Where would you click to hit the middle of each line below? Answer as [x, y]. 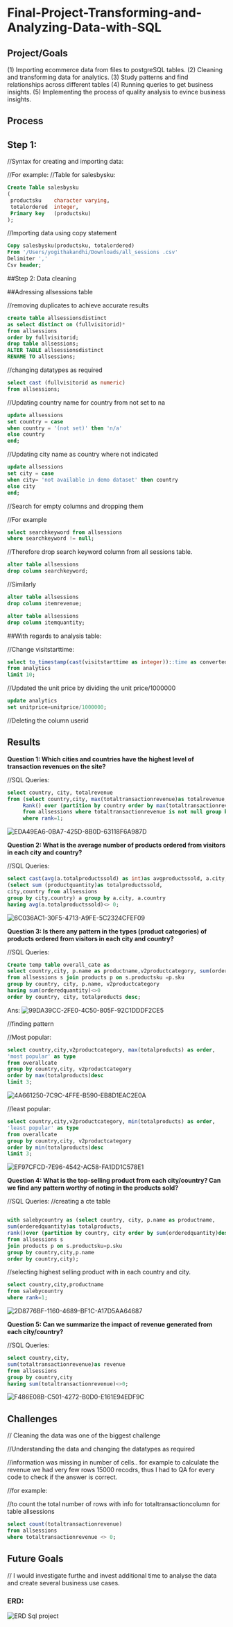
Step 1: [22, 145]
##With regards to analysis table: [54, 636]
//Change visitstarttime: [41, 649]
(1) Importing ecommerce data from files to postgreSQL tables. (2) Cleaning [115, 70]
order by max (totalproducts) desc [55, 1076]
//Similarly [22, 584]
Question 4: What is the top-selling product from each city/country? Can [114, 1181]
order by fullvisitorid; [43, 337]
